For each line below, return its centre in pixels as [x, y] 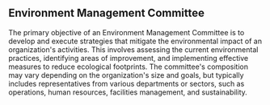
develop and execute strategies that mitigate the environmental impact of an [135, 41]
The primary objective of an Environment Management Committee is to [127, 32]
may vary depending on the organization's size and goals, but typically [126, 75]
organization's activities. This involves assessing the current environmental [133, 49]
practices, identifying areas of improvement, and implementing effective [129, 58]
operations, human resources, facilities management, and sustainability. [128, 92]
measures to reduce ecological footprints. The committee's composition [129, 67]
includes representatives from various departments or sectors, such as [127, 83]
